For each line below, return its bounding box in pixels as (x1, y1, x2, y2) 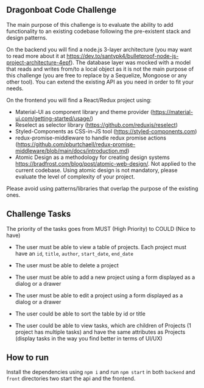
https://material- (152, 108, 194, 115)
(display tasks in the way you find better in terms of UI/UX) (15, 334, 163, 342)
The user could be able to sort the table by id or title (15, 310, 146, 317)
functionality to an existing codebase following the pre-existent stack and (6, 27, 191, 35)
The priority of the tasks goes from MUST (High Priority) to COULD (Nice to (6, 225, 196, 232)
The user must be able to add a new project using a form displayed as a (15, 273, 195, 281)
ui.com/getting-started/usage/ (15, 115, 91, 122)
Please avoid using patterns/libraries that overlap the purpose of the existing (6, 185, 199, 192)
